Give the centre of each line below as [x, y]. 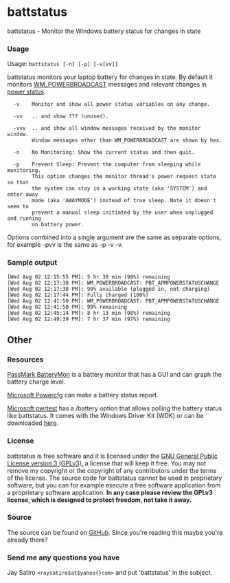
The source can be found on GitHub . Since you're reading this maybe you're [115, 532]
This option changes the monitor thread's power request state [124, 177]
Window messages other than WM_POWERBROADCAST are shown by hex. [127, 141]
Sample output [32, 263]
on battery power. [58, 225]
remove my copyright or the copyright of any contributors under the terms [112, 470]
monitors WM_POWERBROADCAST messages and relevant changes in [107, 85]
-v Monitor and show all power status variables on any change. [112, 104]
